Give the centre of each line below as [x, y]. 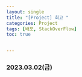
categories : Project [32, 23]
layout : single [25, 12]
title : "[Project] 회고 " [38, 18]
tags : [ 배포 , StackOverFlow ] [42, 29]
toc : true [19, 35]
